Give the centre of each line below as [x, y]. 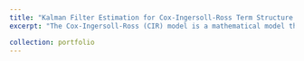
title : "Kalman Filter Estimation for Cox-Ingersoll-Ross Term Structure [152, 17]
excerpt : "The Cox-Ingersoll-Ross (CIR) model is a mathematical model [147, 26]
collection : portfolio [52, 42]
